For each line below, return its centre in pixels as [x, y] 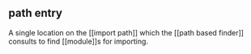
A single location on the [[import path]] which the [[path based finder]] [126, 32]
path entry [36, 13]
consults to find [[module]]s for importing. [78, 41]
